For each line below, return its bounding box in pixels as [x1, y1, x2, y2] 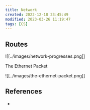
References [5, 87, 42, 96]
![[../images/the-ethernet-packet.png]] [5, 73, 85, 79]
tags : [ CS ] [5, 21, 28, 27]
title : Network [5, 7, 37, 13]
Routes [5, 40, 28, 48]
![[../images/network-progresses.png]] [5, 53, 85, 59]
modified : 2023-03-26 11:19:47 [5, 17, 71, 22]
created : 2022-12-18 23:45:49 [5, 12, 69, 17]
